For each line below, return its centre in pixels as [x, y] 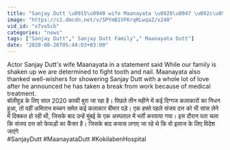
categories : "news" [35, 32]
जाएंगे [13, 131]
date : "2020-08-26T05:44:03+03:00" [58, 45]
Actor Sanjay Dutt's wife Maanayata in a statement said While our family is [112, 64]
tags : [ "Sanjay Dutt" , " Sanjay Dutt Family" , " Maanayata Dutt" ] [101, 39]
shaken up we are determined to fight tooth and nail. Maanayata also [104, 72]
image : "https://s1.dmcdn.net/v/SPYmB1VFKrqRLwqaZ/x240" [90, 20]
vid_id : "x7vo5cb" [33, 26]
